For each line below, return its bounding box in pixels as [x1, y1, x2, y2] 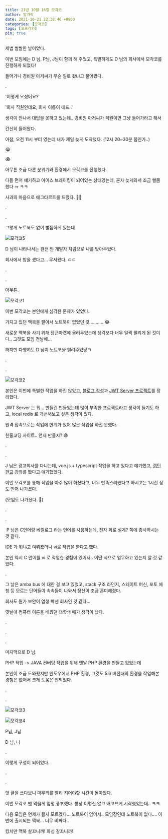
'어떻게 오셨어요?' [5, 94, 40, 99]
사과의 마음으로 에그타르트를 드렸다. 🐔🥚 [5, 195, 82, 200]
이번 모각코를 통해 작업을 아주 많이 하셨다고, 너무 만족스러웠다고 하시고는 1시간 [5, 480, 158, 485]
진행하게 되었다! [5, 62, 37, 68]
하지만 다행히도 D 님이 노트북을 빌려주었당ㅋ [5, 347, 92, 353]
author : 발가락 [5, 12, 34, 17]
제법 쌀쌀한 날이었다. [5, 45, 46, 51]
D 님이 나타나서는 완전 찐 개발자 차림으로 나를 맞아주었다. [5, 246, 117, 252]
